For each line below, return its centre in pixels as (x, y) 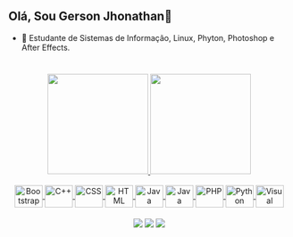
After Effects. (46, 47)
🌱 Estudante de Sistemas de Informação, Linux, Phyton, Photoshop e (147, 37)
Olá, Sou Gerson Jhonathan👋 (90, 16)
